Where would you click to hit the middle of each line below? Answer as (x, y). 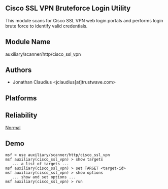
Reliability (21, 115)
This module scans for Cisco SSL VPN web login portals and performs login (84, 20)
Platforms (21, 98)
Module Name (28, 42)
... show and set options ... (44, 177)
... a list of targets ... (41, 164)
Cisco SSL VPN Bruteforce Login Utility (68, 8)
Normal (13, 127)
